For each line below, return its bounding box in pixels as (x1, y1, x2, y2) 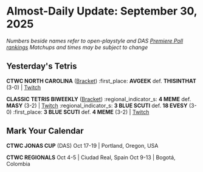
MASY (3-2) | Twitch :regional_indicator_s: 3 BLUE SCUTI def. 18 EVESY (6, 102, 188, 109)
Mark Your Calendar (6, 126, 84, 136)
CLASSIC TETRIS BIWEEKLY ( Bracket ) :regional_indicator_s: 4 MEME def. (6, 95, 191, 102)
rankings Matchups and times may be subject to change (6, 44, 148, 51)
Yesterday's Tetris (6, 61, 77, 71)
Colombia (6, 160, 30, 167)
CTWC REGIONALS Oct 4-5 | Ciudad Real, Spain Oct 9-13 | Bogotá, (6, 153, 176, 161)
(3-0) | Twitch (6, 84, 41, 91)
